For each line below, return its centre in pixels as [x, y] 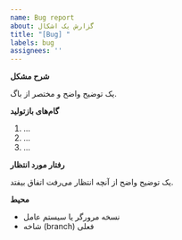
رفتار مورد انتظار [37, 165]
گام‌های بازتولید [35, 111]
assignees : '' [37, 51]
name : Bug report [42, 17]
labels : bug [32, 43]
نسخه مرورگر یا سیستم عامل [71, 217]
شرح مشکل [30, 76]
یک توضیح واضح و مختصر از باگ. [63, 94]
